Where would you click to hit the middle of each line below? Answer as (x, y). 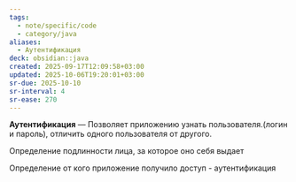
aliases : (25, 42)
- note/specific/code (57, 26)
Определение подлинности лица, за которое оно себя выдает (127, 151)
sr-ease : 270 (33, 99)
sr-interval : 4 (37, 91)
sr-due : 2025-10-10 (45, 83)
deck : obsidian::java (49, 58)
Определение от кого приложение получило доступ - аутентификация (143, 168)
